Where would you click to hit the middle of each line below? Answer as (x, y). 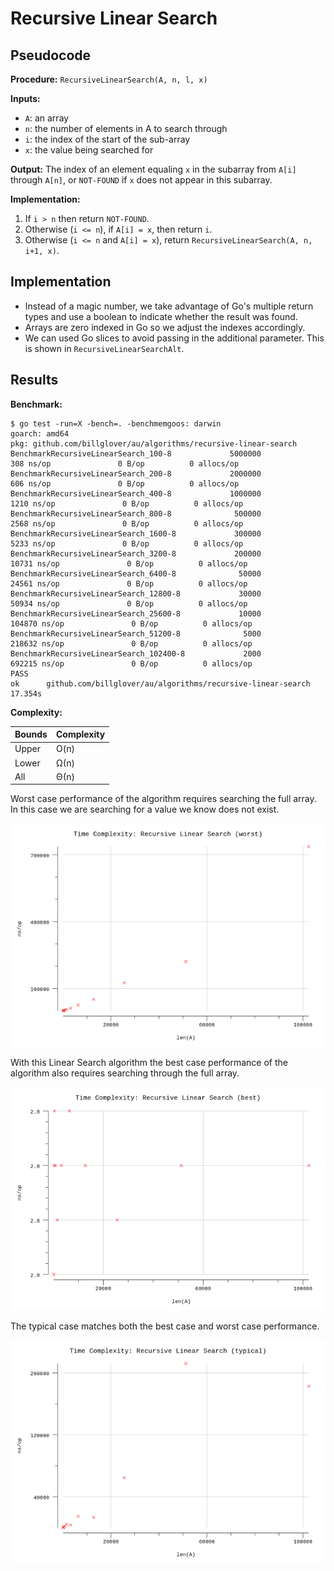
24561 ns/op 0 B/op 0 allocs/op (129, 583)
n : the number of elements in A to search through (126, 128)
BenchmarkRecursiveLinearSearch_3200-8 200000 (136, 553)
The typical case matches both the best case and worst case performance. (165, 1326)
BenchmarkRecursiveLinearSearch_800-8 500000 (136, 513)
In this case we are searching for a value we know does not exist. (145, 809)
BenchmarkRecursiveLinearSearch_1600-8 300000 (136, 533)
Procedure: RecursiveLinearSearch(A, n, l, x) (109, 79)
